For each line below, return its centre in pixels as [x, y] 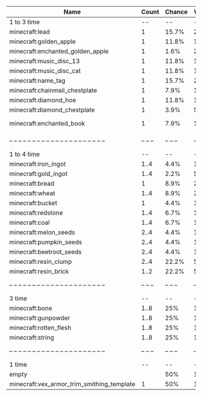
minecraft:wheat [32, 193]
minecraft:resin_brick [39, 271]
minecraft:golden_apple [43, 41]
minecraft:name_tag [37, 81]
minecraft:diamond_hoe [43, 100]
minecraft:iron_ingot [38, 164]
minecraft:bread [32, 184]
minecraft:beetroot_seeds [46, 252]
